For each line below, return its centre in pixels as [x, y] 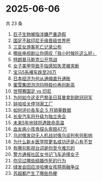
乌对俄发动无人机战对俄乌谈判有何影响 [53, 135]
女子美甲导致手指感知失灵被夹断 [46, 66]
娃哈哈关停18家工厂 [33, 104]
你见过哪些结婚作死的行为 [39, 160]
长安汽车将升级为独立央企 [39, 116]
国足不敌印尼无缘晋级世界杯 [42, 40]
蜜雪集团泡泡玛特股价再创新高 [44, 84]
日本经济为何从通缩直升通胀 [42, 78]
